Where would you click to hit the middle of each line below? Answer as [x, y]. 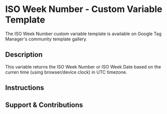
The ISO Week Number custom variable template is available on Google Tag [83, 33]
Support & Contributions [44, 105]
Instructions [25, 88]
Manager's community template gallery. [46, 39]
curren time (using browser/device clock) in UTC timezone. [66, 72]
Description [24, 55]
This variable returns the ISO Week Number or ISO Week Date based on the [83, 66]
